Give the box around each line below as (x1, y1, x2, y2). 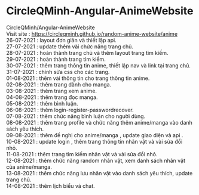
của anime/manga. (6, 163, 52, 171)
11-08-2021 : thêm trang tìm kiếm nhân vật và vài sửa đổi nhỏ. (6, 150, 158, 157)
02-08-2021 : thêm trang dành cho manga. (6, 81, 112, 88)
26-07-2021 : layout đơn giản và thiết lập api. (6, 36, 117, 44)
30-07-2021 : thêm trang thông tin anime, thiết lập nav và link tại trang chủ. (6, 61, 191, 69)
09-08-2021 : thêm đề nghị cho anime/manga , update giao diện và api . (6, 131, 183, 138)
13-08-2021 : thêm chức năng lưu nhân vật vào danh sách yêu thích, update (6, 169, 193, 177)
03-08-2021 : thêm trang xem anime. (6, 87, 97, 94)
